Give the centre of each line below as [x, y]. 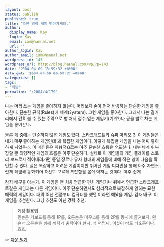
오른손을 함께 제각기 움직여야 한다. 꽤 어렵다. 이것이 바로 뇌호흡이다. [91, 223]
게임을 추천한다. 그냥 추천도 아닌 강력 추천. [46, 200]
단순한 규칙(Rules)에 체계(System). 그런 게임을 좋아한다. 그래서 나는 [84, 112]
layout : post [18, 10]
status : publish [22, 14]
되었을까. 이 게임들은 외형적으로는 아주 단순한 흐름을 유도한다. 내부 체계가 [84, 147]
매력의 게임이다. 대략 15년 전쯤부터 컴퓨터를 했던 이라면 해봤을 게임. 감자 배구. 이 [82, 195]
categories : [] [21, 78]
